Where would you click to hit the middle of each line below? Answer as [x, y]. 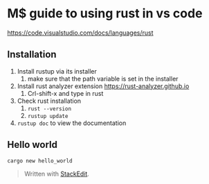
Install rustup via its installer [57, 71]
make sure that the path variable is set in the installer [103, 78]
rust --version [49, 109]
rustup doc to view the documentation [72, 123]
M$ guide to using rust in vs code [105, 14]
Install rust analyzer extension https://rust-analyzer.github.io [103, 86]
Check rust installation [49, 101]
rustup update [48, 116]
